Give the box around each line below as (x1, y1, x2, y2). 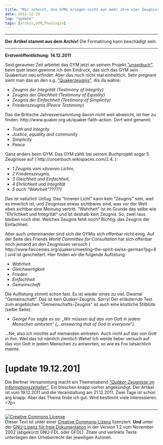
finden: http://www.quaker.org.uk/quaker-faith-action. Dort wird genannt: (5, 117, 151, 123)
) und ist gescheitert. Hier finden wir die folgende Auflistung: (5, 252, 126, 257)
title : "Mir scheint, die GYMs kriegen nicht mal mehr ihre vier (5, 7, 140, 12)
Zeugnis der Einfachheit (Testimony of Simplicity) (12, 97, 111, 103)
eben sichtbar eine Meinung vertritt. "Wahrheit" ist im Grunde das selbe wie (5, 206, 157, 212)
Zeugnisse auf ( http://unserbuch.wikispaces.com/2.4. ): (5, 156, 118, 162)
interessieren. (130, 394, 158, 401)
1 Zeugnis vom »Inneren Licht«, (12, 166, 75, 171)
